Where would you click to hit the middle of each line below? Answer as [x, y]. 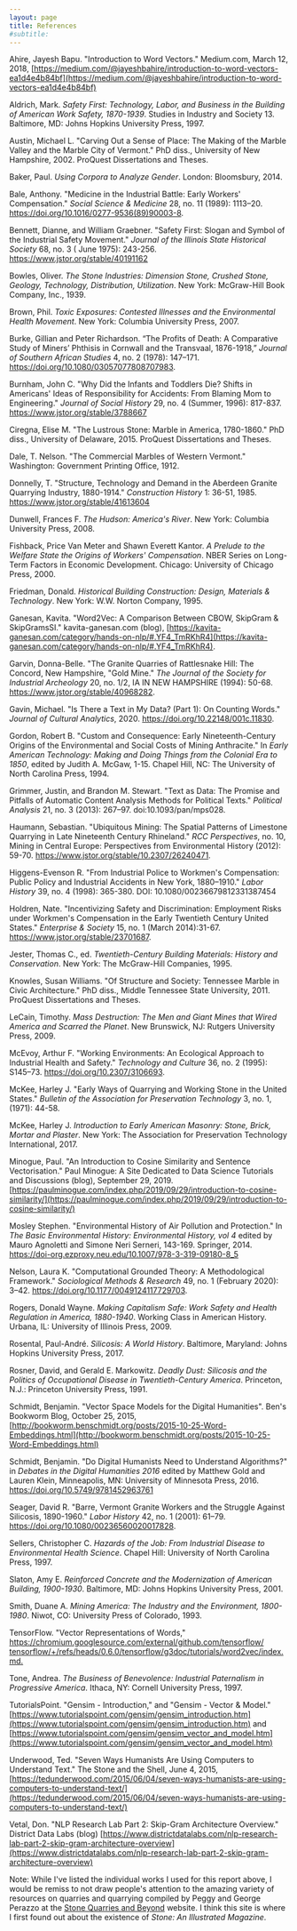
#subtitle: [29, 34]
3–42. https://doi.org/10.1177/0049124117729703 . [98, 1291]
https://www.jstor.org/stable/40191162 [78, 259]
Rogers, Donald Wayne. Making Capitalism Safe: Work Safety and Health [143, 1308]
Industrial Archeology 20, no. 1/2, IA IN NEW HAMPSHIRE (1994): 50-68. [141, 683]
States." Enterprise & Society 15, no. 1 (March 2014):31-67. [115, 928]
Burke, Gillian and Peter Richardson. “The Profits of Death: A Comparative [144, 339]
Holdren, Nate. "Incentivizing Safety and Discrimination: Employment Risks [145, 909]
